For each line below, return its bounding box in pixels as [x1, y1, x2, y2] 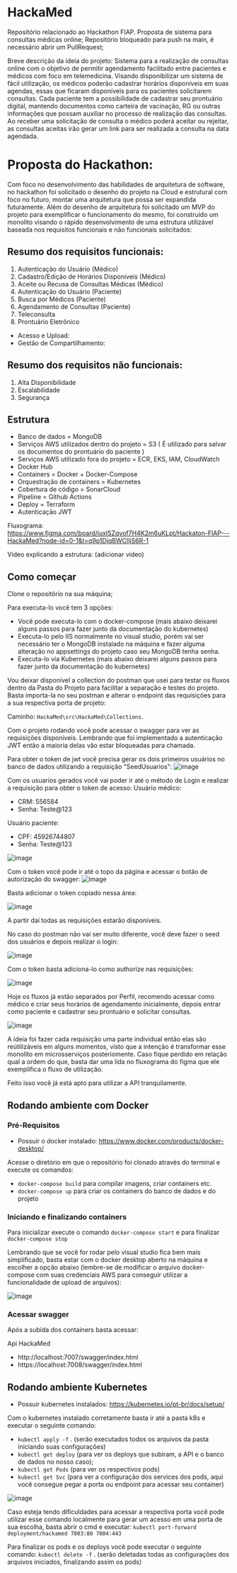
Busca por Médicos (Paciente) [17, 295, 106, 303]
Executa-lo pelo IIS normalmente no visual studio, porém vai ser [17, 632, 204, 641]
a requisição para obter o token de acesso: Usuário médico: [7, 784, 182, 793]
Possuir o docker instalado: [17, 1136, 98, 1145]
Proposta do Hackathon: [7, 157, 154, 173]
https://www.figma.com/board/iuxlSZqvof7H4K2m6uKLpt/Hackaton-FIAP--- [7, 529, 230, 537]
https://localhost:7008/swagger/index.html [17, 1360, 143, 1369]
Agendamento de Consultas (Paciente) [17, 302, 131, 310]
